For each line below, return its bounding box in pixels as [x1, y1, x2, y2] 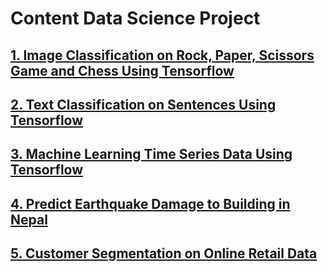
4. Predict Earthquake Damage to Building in [10, 195, 291, 212]
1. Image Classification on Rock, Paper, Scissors [10, 47, 315, 64]
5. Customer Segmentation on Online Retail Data [10, 245, 318, 262]
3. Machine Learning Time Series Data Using [10, 146, 293, 163]
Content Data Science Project [10, 7, 261, 30]
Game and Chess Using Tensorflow [10, 62, 235, 79]
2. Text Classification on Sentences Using [10, 96, 277, 113]
